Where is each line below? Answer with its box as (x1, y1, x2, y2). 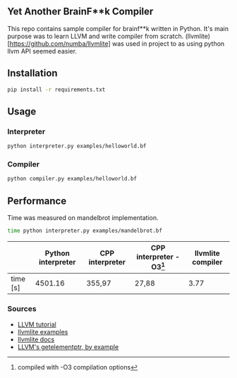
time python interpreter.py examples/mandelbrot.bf (7, 227, 162, 235)
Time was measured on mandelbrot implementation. (7, 214, 159, 222)
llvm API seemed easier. (7, 47, 78, 55)
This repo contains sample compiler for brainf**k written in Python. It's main (7, 24, 229, 32)
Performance (7, 195, 67, 207)
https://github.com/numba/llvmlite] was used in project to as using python (9, 39, 225, 48)
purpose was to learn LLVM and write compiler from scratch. (7, 32, 184, 40)
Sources (7, 304, 37, 314)
